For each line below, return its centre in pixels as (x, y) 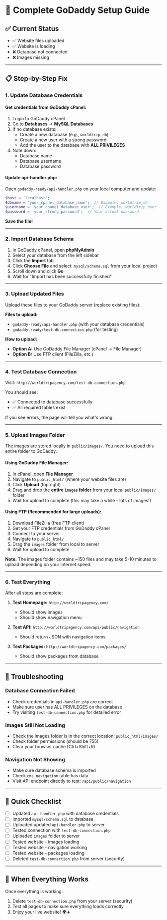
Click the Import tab (33, 260)
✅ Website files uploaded (38, 40)
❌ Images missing (31, 57)
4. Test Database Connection (41, 371)
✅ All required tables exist (39, 408)
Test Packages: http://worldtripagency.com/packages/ (69, 646)
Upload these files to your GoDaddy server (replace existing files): (73, 305)
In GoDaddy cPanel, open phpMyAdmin (53, 250)
